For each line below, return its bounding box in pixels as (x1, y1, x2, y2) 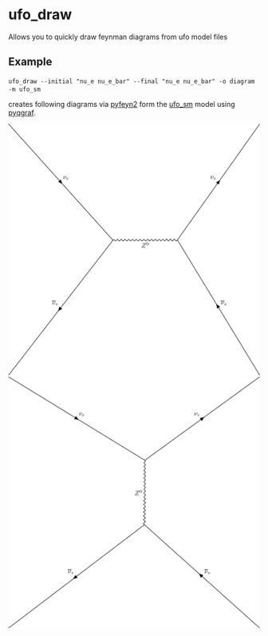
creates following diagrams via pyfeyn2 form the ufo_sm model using (8, 99, 235, 109)
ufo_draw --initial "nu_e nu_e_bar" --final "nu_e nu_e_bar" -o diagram (8, 77, 255, 85)
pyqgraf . (8, 108, 36, 117)
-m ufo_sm (8, 85, 41, 93)
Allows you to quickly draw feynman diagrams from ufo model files (8, 32, 228, 41)
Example (8, 55, 53, 69)
